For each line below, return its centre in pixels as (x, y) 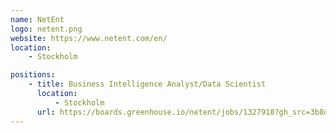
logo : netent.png (46, 29)
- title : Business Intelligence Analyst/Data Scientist (147, 84)
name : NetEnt (37, 19)
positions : (33, 75)
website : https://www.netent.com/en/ (89, 38)
